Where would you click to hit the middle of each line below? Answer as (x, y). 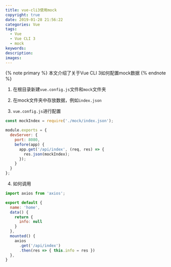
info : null (31, 222)
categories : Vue (23, 24)
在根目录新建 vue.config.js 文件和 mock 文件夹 (59, 89)
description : (19, 53)
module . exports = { (26, 130)
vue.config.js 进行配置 (37, 111)
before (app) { (30, 144)
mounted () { (23, 236)
